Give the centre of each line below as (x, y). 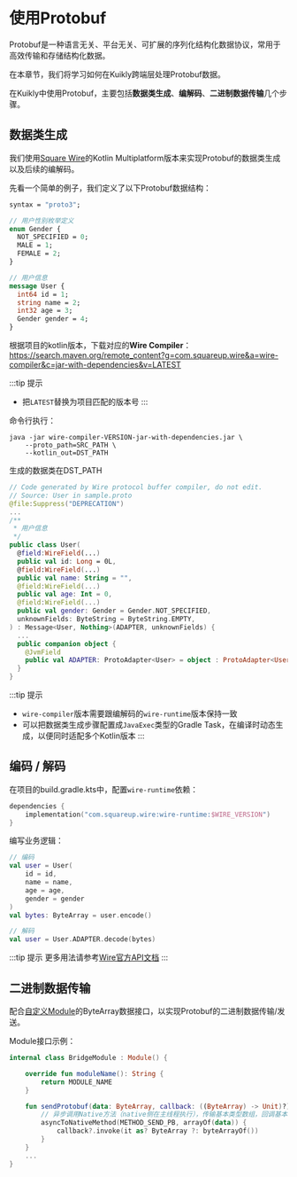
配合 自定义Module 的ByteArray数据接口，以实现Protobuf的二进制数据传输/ (144, 1011)
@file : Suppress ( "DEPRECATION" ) (67, 503)
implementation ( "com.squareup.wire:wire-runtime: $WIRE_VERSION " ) (148, 815)
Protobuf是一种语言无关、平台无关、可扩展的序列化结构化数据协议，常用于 (145, 44)
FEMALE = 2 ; (39, 253)
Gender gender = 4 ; (53, 319)
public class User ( (45, 545)
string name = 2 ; (49, 302)
